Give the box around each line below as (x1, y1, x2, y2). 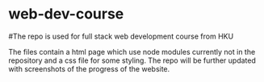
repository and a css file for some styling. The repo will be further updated (8, 55, 257, 65)
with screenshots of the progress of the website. (8, 64, 170, 73)
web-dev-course (8, 5, 124, 23)
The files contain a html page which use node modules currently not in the (8, 47, 256, 56)
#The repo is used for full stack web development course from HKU (8, 31, 234, 41)
